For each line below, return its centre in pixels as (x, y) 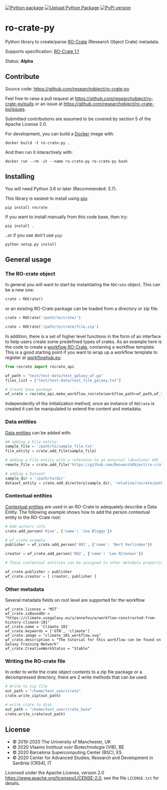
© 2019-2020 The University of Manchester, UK (61, 742)
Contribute (22, 77)
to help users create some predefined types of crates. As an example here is (83, 342)
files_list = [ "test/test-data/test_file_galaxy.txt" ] (63, 380)
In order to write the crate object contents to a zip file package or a (74, 672)
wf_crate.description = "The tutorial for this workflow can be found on (83, 640)
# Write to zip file (27, 687)
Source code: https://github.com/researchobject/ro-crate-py (67, 89)
